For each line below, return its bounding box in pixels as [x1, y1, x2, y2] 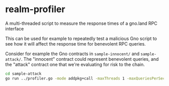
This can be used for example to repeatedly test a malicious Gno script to [5, 35, 157, 41]
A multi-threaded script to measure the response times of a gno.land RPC [5, 20, 157, 26]
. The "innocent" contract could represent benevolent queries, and [21, 56, 159, 62]
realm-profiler [5, 4, 65, 15]
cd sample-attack [5, 71, 42, 76]
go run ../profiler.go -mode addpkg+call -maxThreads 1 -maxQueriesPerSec [5, 76, 165, 81]
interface [5, 25, 24, 31]
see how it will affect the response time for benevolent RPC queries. [5, 40, 146, 47]
